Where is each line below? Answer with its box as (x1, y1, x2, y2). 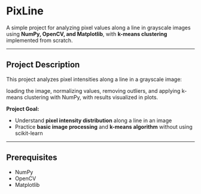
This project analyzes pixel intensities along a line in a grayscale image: (6, 75, 182, 83)
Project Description (6, 60, 80, 70)
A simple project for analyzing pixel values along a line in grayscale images (6, 24, 191, 31)
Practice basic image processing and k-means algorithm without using (14, 123, 193, 130)
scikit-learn (14, 129, 43, 137)
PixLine (6, 4, 44, 18)
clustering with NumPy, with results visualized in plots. (24, 93, 159, 101)
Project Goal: (6, 105, 39, 112)
